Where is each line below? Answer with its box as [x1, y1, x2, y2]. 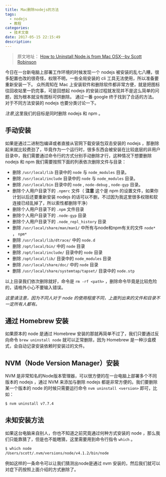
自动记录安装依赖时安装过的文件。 [18, 343, 87, 349]
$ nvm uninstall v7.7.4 [5, 401, 54, 407]
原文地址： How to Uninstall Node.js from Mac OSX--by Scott [17, 53, 142, 59]
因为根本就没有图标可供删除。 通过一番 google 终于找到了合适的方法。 [13, 94, 157, 100]
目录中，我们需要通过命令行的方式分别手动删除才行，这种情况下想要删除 [5, 152, 152, 158]
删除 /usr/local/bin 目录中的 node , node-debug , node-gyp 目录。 [12, 181, 143, 187]
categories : [5, 26, 30, 31]
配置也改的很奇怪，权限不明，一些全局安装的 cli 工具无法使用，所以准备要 [9, 75, 159, 81]
